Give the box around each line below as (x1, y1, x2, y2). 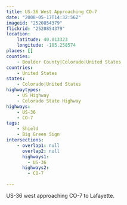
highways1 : (21, 153, 49, 159)
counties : (6, 53, 31, 59)
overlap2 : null (21, 148, 60, 154)
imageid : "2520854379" (6, 20, 63, 26)
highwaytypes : (6, 87, 42, 93)
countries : (6, 64, 33, 71)
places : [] (6, 48, 33, 54)
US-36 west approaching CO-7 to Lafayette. (6, 192, 115, 199)
